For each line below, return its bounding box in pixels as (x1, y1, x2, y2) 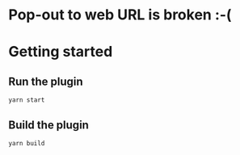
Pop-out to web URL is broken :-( (8, 6, 232, 24)
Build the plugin (8, 118, 89, 132)
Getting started (8, 43, 113, 61)
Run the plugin (8, 74, 83, 88)
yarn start (8, 96, 45, 104)
